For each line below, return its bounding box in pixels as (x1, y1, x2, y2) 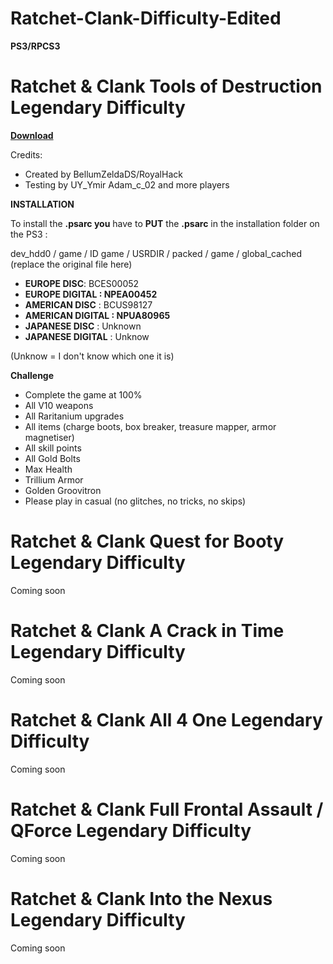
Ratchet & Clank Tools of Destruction (10, 75, 323, 98)
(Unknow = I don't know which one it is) (10, 350, 175, 362)
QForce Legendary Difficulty (10, 819, 252, 842)
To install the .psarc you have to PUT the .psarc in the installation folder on (10, 217, 320, 229)
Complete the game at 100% (24, 388, 143, 401)
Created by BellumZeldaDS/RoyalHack (24, 168, 183, 180)
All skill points (24, 442, 82, 454)
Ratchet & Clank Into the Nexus (10, 887, 273, 910)
